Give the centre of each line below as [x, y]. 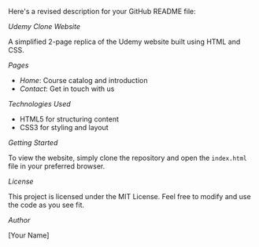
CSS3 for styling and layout [64, 127]
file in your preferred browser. [57, 166]
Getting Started [33, 143]
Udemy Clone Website [44, 26]
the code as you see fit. [46, 205]
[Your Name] [29, 235]
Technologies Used [39, 104]
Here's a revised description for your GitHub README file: [102, 11]
